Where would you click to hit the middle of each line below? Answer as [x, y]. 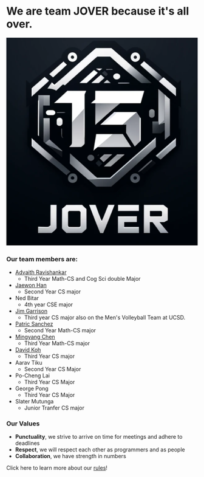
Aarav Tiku [29, 362]
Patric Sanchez [34, 324]
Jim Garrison [31, 311]
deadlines [27, 443]
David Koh [28, 349]
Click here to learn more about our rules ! [57, 468]
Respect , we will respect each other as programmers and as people [100, 450]
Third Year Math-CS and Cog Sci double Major [82, 278]
